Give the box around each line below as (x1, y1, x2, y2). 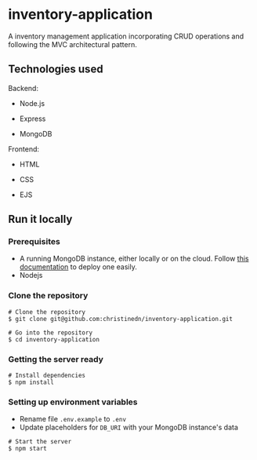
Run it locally (8, 213, 73, 226)
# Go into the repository (8, 328, 92, 337)
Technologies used (8, 63, 103, 76)
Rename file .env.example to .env (19, 414, 127, 424)
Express (19, 114, 46, 123)
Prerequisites (8, 236, 60, 247)
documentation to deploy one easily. (19, 262, 137, 272)
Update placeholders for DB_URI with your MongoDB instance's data (19, 422, 239, 433)
